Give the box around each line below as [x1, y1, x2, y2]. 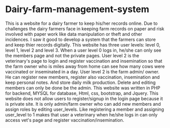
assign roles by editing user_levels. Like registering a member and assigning [5, 106, 164, 112]
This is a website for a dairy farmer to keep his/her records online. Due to [5, 20, 158, 26]
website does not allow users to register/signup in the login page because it [5, 95, 163, 102]
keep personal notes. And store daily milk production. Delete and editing [5, 79, 156, 86]
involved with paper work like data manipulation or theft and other [5, 31, 143, 37]
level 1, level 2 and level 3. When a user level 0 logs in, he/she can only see [5, 47, 162, 53]
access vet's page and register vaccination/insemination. [5, 117, 124, 123]
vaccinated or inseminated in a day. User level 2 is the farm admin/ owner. [5, 68, 159, 74]
